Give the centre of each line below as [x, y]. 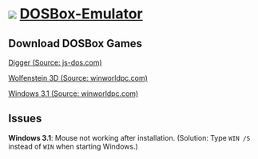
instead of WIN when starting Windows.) [73, 146]
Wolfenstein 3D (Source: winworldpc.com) [78, 78]
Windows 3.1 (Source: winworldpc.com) [73, 93]
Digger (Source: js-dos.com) [55, 62]
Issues [25, 119]
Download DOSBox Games [75, 44]
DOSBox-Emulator [81, 14]
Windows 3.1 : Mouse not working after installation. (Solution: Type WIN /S [129, 137]
